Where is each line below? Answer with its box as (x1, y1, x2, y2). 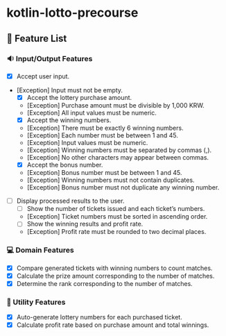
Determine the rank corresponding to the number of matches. (16, 279, 193, 287)
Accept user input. (16, 72, 70, 81)
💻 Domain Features (6, 245, 74, 255)
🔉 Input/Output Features (6, 53, 93, 63)
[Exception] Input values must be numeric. (26, 139, 148, 147)
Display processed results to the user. (16, 196, 125, 205)
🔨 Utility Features (6, 297, 66, 307)
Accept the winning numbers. (26, 116, 112, 124)
